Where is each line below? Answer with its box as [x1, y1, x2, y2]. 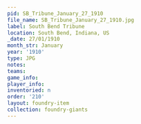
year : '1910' [7, 49, 45, 56]
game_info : [7, 74, 39, 81]
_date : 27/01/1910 [7, 36, 60, 43]
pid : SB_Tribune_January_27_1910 [7, 10, 104, 17]
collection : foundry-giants [7, 106, 88, 113]
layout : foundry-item [7, 100, 70, 107]
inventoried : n [7, 87, 51, 94]
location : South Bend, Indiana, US [7, 29, 110, 37]
